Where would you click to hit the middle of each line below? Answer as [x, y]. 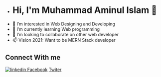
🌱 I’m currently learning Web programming [56, 29]
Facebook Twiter [44, 70]
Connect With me [33, 57]
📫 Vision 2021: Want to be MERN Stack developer [64, 40]
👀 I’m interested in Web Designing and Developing [64, 24]
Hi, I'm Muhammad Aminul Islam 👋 [84, 10]
